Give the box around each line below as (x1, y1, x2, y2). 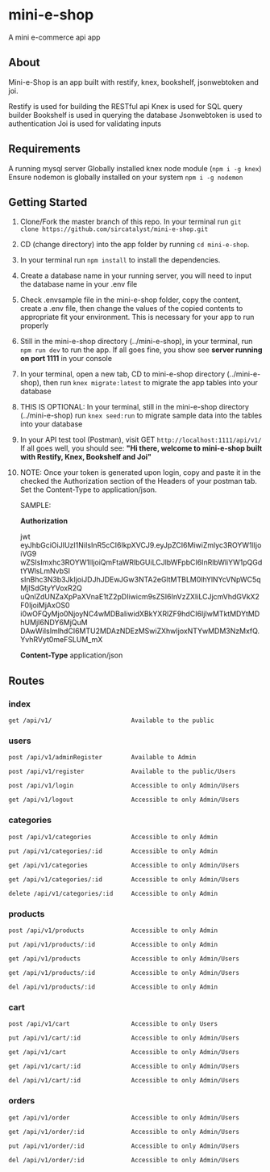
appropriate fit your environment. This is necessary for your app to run (19, 313, 255, 322)
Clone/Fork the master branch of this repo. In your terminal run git (19, 216, 242, 227)
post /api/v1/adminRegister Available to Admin (8, 754, 197, 762)
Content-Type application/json (19, 650, 123, 660)
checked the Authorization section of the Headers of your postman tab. (19, 477, 258, 486)
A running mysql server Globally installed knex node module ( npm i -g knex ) (8, 163, 262, 173)
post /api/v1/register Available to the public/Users (8, 767, 236, 776)
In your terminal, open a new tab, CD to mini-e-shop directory (19, 369, 226, 379)
